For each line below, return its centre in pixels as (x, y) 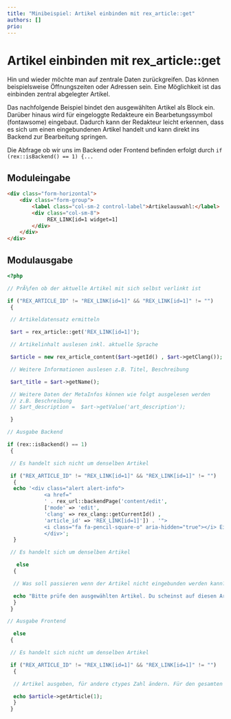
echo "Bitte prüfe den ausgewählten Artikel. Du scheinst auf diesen (115, 596)
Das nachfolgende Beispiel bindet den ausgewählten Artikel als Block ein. (111, 108)
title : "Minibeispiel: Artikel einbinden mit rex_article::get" (101, 13)
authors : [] (24, 20)
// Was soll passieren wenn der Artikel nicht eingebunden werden (110, 583)
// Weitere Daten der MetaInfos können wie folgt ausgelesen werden (110, 394)
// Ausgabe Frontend (37, 621)
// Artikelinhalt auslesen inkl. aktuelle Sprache (84, 345)
